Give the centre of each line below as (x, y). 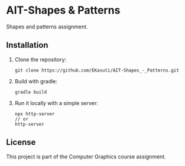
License (21, 142)
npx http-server (35, 114)
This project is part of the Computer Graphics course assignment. (86, 157)
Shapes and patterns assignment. (47, 27)
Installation (27, 45)
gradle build (31, 92)
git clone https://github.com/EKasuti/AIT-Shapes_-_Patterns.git (97, 70)
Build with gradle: (36, 81)
